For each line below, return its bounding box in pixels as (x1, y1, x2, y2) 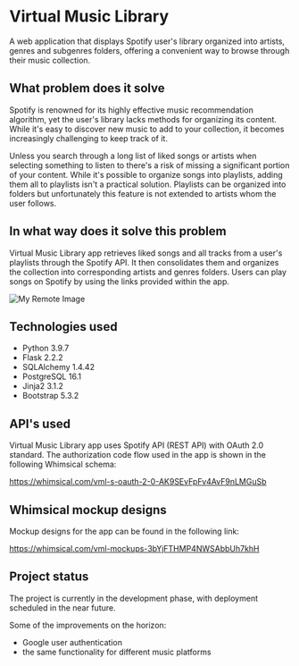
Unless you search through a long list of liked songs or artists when (9, 150, 257, 161)
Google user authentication (21, 636, 123, 647)
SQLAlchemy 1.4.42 (21, 362, 96, 373)
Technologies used (9, 319, 118, 334)
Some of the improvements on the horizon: (9, 620, 167, 630)
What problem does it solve (9, 80, 165, 96)
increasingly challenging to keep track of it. (9, 132, 168, 144)
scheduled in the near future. (9, 602, 116, 613)
